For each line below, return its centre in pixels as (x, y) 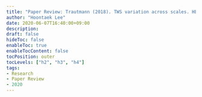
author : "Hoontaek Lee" (36, 17)
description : (23, 29)
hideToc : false (25, 40)
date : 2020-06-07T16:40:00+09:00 (48, 23)
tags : (13, 68)
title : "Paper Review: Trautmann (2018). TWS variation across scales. (98, 12)
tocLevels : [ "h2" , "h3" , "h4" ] (45, 62)
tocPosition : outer (31, 57)
